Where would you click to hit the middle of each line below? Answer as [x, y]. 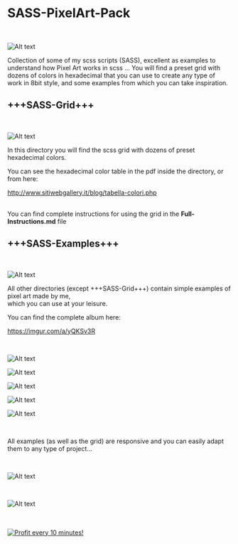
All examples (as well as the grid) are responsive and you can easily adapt [115, 441]
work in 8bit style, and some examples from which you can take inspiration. [118, 82]
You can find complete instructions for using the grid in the [93, 214]
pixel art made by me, [39, 295]
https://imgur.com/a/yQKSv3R [52, 331]
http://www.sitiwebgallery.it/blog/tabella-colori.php [82, 192]
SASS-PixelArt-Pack [69, 13]
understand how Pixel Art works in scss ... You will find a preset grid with [114, 67]
